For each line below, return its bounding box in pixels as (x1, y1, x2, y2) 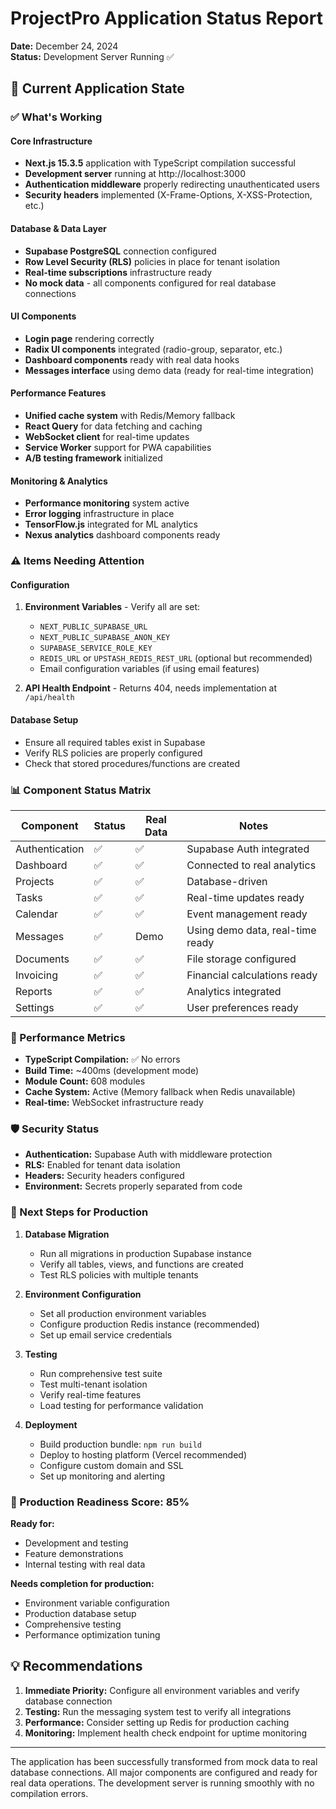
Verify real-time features (39, 1388, 142, 1401)
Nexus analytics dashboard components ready (24, 529, 221, 541)
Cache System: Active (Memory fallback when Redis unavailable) (24, 1086, 296, 1098)
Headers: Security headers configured (24, 1170, 185, 1182)
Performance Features (10, 387, 107, 399)
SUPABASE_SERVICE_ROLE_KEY (39, 643, 153, 654)
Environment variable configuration (24, 1597, 170, 1609)
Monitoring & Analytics (10, 475, 108, 487)
